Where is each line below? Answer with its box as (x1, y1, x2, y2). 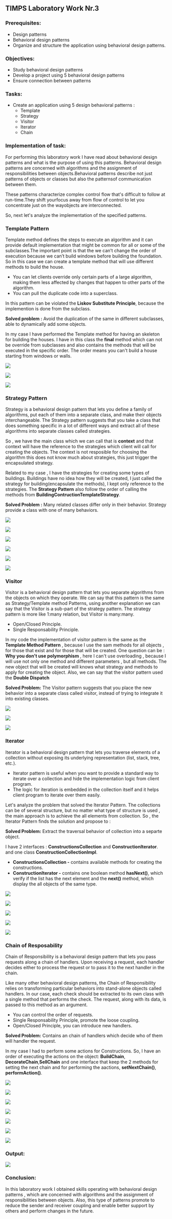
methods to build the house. (5, 264, 64, 270)
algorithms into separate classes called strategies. (5, 428, 111, 434)
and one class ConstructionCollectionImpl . (5, 849, 98, 855)
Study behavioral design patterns (12, 66, 83, 72)
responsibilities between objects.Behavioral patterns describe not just (5, 170, 153, 176)
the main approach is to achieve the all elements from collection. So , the (5, 812, 159, 819)
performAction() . (5, 1070, 42, 1076)
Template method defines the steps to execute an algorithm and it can (5, 236, 153, 243)
